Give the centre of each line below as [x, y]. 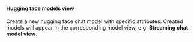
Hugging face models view [40, 8]
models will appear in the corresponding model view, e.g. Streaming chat [97, 28]
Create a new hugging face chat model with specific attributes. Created [95, 21]
